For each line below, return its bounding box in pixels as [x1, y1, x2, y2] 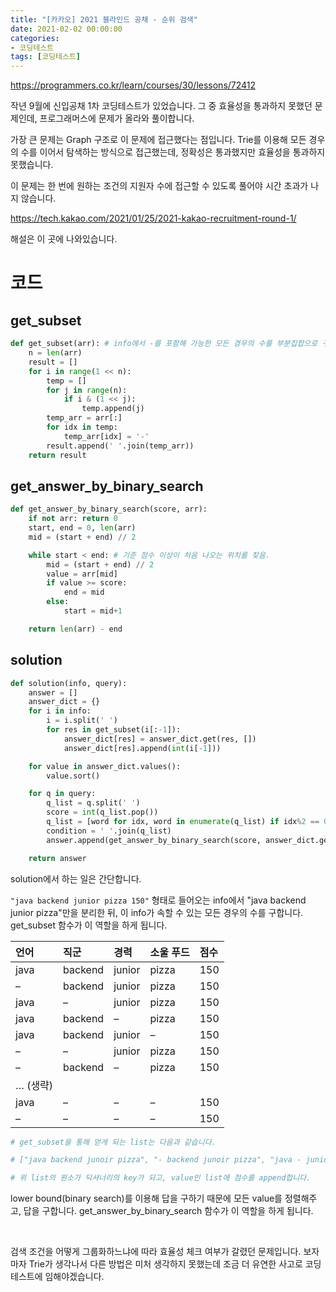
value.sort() [46, 771, 101, 781]
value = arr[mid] [46, 569, 118, 579]
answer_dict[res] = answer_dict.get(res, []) [63, 734, 257, 744]
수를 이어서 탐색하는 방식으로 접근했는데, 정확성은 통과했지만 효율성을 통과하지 [20, 146, 326, 158]
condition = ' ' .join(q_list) [46, 826, 172, 836]
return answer [28, 853, 87, 863]
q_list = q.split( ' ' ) [46, 798, 141, 808]
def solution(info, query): [10, 678, 128, 688]
